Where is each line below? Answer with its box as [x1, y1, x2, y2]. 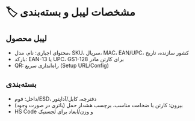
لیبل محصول [5, 33, 48, 43]
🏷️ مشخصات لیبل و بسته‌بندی [5, 5, 136, 19]
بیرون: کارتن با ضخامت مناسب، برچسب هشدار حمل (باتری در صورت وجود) [14, 101, 183, 108]
